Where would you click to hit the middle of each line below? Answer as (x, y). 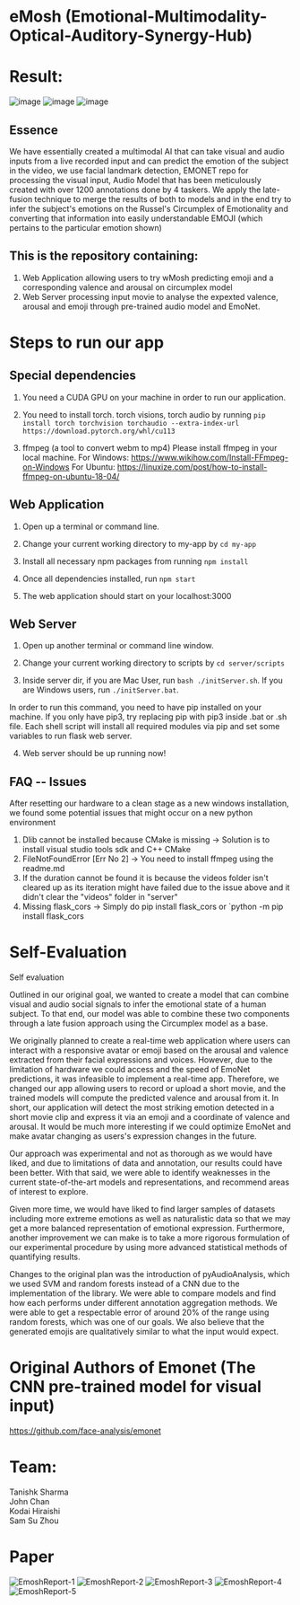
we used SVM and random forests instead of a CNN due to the (124, 1284)
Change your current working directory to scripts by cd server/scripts (153, 663)
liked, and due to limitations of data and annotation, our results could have (146, 1163)
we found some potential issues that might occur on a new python (131, 813)
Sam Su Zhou (34, 1521)
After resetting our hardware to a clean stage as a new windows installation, (149, 803)
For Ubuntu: (93, 467)
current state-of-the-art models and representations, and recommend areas (149, 1182)
